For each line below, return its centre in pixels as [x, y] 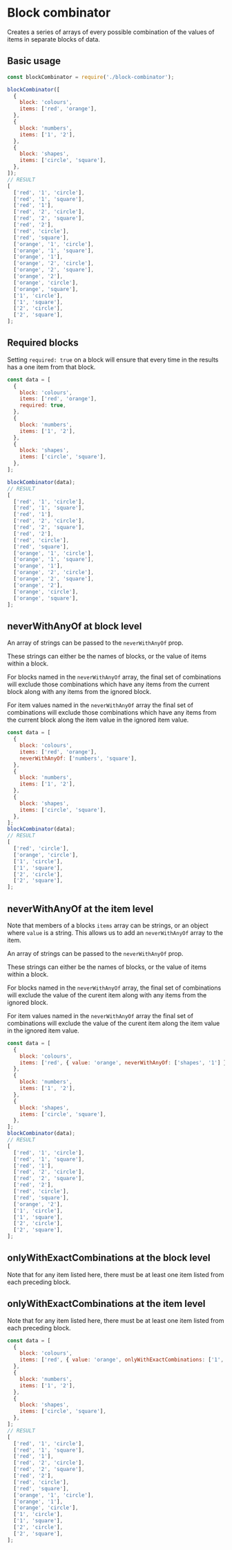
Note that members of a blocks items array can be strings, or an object [108, 925]
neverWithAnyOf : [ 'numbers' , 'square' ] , [78, 758]
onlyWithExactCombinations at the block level [109, 1258]
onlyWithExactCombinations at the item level [106, 1304]
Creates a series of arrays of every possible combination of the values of [111, 32]
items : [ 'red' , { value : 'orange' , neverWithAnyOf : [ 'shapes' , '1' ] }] [125, 1062]
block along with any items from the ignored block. [79, 692]
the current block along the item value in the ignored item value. [98, 720]
